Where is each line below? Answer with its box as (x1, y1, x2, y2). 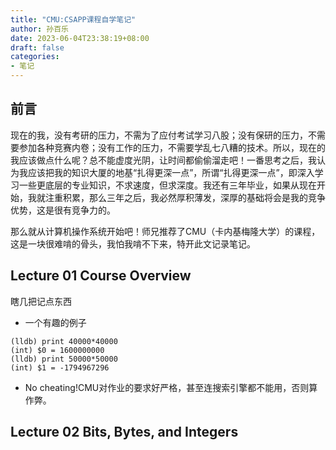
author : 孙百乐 (10, 24, 69, 34)
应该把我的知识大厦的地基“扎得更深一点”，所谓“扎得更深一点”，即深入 (27, 166, 315, 178)
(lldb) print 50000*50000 (10, 354, 118, 364)
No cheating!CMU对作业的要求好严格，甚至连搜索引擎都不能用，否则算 (24, 381, 318, 393)
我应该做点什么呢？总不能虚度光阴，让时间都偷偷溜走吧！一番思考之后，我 (10, 154, 317, 166)
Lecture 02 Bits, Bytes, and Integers (10, 424, 239, 441)
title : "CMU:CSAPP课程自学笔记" (10, 14, 137, 25)
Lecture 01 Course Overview (10, 267, 192, 285)
